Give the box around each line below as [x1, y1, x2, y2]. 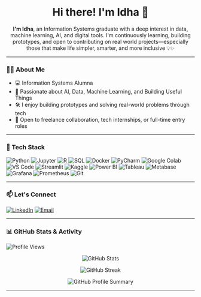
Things [14, 94, 32, 101]
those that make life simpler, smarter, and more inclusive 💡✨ [26, 44, 175, 52]
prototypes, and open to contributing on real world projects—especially [13, 38, 188, 45]
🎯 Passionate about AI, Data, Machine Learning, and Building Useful [14, 88, 182, 95]
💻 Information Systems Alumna [14, 79, 93, 86]
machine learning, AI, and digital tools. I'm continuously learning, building [10, 31, 191, 38]
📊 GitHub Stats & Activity [6, 227, 83, 236]
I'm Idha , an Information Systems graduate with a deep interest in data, [13, 25, 188, 32]
